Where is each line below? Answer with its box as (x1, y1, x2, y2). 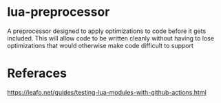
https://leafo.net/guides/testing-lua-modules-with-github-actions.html (7, 88, 207, 96)
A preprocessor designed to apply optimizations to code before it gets (7, 27, 207, 35)
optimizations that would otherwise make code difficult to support (7, 41, 194, 49)
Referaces (7, 66, 67, 81)
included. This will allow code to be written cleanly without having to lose (7, 34, 215, 42)
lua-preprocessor (7, 4, 110, 20)
